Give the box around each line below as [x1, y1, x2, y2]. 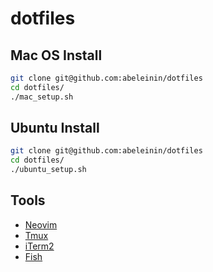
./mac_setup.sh [10, 92, 74, 102]
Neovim [24, 218, 58, 231]
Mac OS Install [10, 47, 103, 64]
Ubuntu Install [10, 120, 100, 137]
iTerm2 [24, 240, 55, 252]
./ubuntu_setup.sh [10, 165, 87, 175]
